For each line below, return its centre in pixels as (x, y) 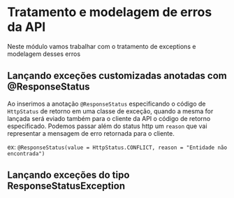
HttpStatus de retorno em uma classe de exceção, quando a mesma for (110, 111)
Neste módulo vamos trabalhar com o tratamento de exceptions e (102, 46)
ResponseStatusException (66, 186)
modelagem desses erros (44, 54)
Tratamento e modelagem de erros (110, 12)
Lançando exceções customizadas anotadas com (117, 76)
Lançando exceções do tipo (68, 175)
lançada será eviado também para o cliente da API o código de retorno (109, 118)
